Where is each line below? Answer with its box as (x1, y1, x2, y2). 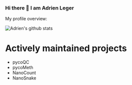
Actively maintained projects (5, 43, 127, 54)
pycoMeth (12, 65, 33, 71)
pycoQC (12, 59, 30, 65)
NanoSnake (12, 75, 36, 81)
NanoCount (12, 70, 36, 76)
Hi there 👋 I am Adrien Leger (5, 4, 74, 11)
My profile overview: (5, 16, 47, 22)
